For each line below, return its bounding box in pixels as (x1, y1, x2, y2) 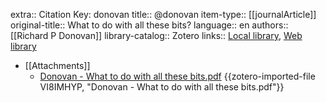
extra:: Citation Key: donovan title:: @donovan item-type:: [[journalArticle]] (10, 9, 317, 20)
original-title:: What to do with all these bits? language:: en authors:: (10, 19, 289, 31)
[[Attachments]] (24, 60, 91, 71)
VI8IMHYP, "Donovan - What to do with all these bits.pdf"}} (39, 81, 285, 93)
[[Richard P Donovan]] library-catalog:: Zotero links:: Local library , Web (10, 30, 303, 41)
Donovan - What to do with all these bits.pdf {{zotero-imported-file (39, 70, 316, 82)
